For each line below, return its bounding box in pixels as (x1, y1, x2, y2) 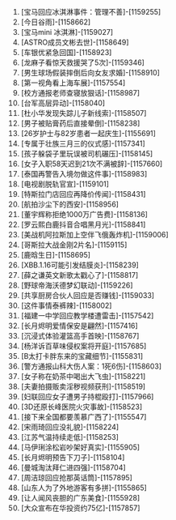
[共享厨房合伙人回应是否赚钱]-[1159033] (20, 291, 155, 300)
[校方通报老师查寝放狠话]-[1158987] (20, 88, 140, 97)
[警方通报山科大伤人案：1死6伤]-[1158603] (20, 361, 162, 371)
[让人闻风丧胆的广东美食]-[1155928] (20, 493, 140, 502)
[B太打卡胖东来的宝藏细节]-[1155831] (20, 352, 144, 360)
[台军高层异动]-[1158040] (20, 98, 106, 108)
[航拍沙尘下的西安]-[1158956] (20, 199, 119, 209)
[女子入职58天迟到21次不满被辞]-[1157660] (20, 159, 163, 168)
